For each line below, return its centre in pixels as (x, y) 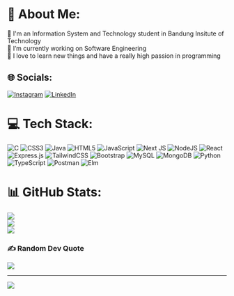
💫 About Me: (44, 14)
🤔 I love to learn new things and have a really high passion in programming (114, 56)
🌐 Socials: (30, 78)
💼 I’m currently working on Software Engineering (77, 48)
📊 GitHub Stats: (55, 192)
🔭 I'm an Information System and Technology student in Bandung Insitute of (116, 33)
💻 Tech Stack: (50, 124)
